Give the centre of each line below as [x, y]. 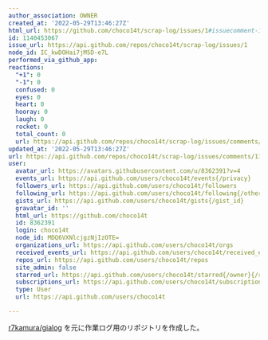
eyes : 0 [28, 97]
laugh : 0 [30, 119]
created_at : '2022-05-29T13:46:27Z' [69, 23]
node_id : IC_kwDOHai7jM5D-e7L [59, 53]
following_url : [41, 193]
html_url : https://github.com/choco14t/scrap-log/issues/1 [108, 30]
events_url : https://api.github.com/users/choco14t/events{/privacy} [133, 179]
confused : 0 [35, 90]
